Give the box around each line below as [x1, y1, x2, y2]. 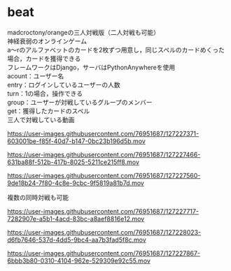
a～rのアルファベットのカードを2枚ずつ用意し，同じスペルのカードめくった [7, 45, 225, 54]
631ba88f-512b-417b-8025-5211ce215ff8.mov [7, 158, 140, 166]
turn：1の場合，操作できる [7, 89, 83, 98]
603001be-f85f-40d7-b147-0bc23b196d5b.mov [7, 137, 146, 145]
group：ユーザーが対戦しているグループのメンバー [7, 98, 153, 106]
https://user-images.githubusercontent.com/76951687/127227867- [7, 249, 201, 257]
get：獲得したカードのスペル [7, 106, 90, 115]
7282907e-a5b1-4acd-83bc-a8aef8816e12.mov [7, 214, 145, 223]
